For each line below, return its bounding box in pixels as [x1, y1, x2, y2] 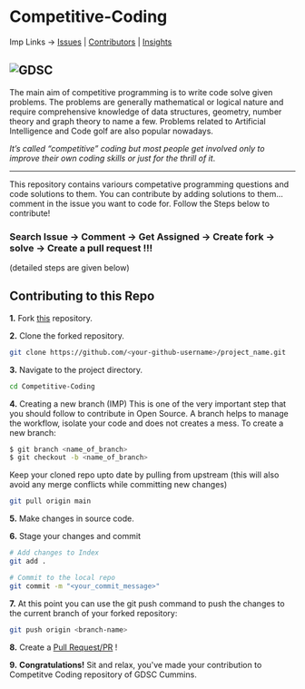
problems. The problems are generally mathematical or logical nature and [9, 96, 284, 107]
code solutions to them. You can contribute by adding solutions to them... [9, 188, 284, 199]
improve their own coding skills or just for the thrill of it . [9, 153, 216, 163]
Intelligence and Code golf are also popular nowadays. [9, 125, 213, 136]
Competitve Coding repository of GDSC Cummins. [9, 669, 197, 680]
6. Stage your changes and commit [9, 531, 141, 542]
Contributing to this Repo [9, 289, 155, 304]
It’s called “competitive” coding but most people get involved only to [9, 143, 265, 153]
